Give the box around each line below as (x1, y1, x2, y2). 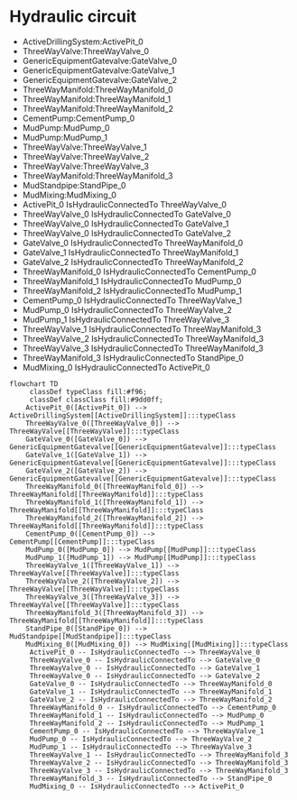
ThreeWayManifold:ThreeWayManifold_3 (22, 170, 173, 181)
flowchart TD (9, 379, 59, 389)
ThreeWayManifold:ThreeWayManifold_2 (22, 103, 174, 114)
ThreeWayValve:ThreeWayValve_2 (22, 151, 150, 161)
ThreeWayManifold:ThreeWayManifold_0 (22, 84, 173, 95)
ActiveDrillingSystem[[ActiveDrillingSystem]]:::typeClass (9, 410, 237, 420)
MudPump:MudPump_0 (22, 122, 110, 133)
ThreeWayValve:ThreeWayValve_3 (22, 161, 149, 171)
